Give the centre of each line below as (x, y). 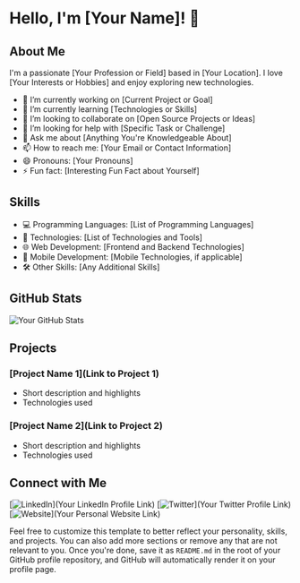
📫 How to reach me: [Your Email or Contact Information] (127, 148)
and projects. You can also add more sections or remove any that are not (143, 541)
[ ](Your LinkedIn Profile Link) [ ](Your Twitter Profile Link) (150, 504)
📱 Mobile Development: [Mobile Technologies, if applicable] (133, 257)
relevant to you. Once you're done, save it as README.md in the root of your (145, 551)
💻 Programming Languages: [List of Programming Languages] (138, 224)
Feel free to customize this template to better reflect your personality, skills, (149, 531)
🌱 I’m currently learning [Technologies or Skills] (110, 109)
